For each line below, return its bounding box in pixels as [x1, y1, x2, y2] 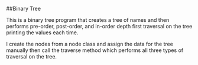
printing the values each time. [6, 29, 79, 36]
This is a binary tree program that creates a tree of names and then [6, 17, 170, 23]
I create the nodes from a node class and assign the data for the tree [6, 41, 173, 47]
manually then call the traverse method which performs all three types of [6, 47, 184, 54]
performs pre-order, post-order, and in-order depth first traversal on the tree [6, 23, 193, 30]
